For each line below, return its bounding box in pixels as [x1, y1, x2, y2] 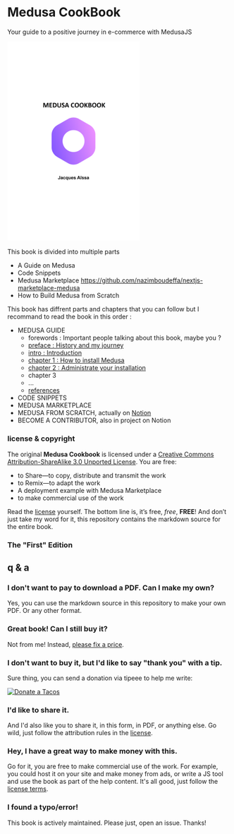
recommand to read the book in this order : [7, 312, 132, 321]
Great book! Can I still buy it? [7, 624, 108, 634]
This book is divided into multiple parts [7, 248, 120, 256]
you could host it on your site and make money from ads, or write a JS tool [7, 770, 223, 778]
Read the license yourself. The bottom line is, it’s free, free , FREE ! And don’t [7, 507, 227, 516]
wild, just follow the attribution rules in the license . [7, 729, 153, 737]
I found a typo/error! [7, 802, 79, 812]
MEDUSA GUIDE [17, 326, 66, 335]
